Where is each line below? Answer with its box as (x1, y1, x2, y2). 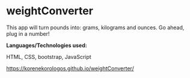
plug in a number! (6, 30, 50, 37)
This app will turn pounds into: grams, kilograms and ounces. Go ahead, (6, 24, 185, 31)
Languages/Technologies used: (6, 42, 87, 49)
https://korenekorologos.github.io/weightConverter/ (6, 64, 134, 72)
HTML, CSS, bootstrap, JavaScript (6, 53, 91, 60)
